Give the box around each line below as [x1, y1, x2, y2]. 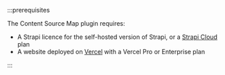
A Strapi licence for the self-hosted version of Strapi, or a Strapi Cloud [17, 33, 218, 41]
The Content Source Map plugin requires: [7, 19, 126, 27]
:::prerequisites [7, 6, 51, 14]
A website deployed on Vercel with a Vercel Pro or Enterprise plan [17, 48, 206, 56]
